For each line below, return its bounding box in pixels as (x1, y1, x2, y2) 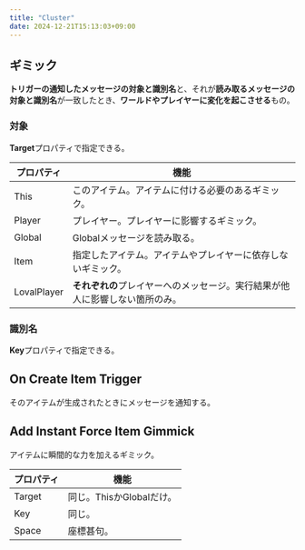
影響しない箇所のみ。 (90, 293, 182, 305)
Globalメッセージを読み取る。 (72, 231, 200, 244)
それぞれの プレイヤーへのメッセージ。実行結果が (72, 279, 281, 292)
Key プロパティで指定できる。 (9, 345, 120, 355)
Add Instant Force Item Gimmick (9, 424, 195, 439)
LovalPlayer (14, 285, 64, 298)
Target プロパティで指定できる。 (9, 142, 130, 153)
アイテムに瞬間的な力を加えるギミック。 (9, 449, 160, 460)
